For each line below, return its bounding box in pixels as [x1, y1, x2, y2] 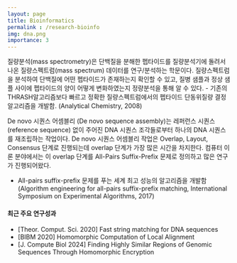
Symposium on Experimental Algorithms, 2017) [17, 192, 155, 200]
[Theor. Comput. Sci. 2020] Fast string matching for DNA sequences [17, 225, 219, 234]
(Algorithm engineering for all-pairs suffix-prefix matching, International [17, 184, 228, 193]
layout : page [7, 10, 46, 18]
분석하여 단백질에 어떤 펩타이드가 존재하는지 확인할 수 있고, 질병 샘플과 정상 [14, 75, 224, 84]
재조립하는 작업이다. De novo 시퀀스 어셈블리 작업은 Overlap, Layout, [14, 134, 208, 143]
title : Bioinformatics [7, 17, 75, 24]
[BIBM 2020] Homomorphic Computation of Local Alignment [17, 232, 195, 242]
